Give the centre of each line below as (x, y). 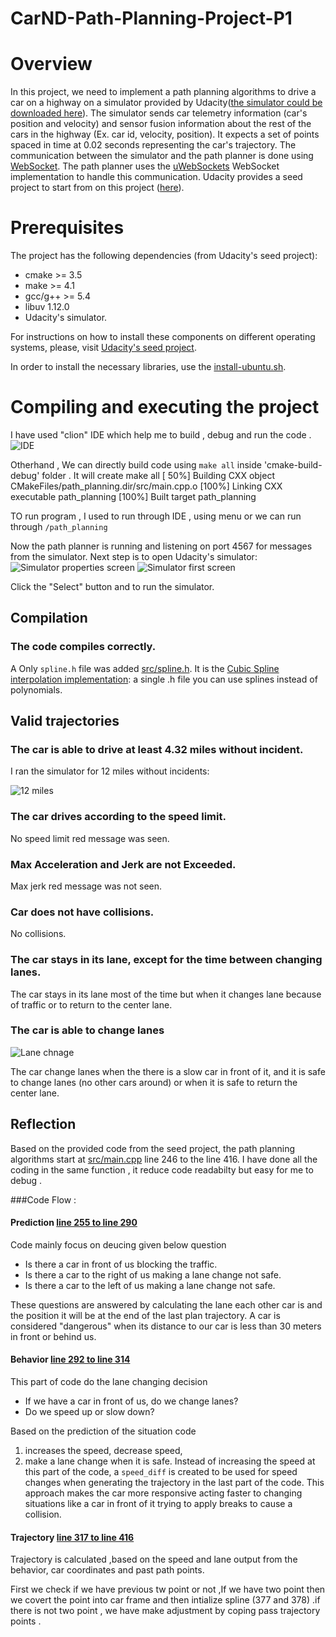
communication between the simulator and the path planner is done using (162, 156)
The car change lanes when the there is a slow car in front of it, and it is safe (168, 1071)
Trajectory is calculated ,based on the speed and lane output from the (154, 1559)
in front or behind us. (53, 1336)
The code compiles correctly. (83, 647)
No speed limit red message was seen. (90, 838)
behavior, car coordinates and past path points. (107, 1570)
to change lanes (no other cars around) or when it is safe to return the (154, 1082)
